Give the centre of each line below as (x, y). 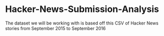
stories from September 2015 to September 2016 (56, 28)
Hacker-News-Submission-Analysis (82, 9)
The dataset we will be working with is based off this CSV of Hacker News (82, 23)
